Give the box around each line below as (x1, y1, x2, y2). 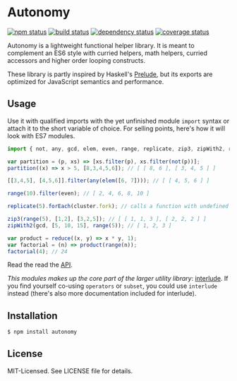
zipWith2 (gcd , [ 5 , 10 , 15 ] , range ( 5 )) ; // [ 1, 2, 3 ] (7, 222, 172, 229)
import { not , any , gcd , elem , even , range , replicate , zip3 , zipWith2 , (7, 145, 226, 152)
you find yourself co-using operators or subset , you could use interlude (7, 282, 217, 290)
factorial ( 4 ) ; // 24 (7, 248, 68, 255)
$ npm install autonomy (7, 329, 78, 336)
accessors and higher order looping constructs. (7, 56, 146, 64)
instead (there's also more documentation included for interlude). (7, 289, 197, 298)
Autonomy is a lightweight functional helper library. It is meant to (7, 41, 195, 49)
